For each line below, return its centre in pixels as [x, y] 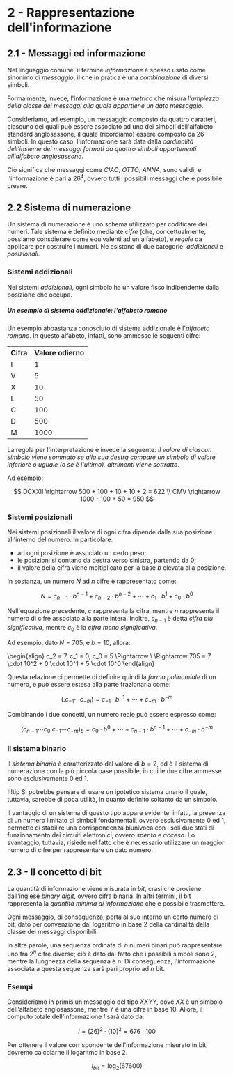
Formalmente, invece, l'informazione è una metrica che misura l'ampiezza [113, 98]
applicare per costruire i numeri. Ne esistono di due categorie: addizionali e [115, 247]
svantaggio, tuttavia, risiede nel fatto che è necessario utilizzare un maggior [116, 843]
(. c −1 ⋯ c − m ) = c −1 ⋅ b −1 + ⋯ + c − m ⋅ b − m [117, 699]
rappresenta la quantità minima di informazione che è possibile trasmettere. [116, 904]
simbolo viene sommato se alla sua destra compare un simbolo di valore [111, 457]
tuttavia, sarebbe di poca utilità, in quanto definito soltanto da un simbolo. [112, 800]
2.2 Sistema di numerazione [69, 208]
